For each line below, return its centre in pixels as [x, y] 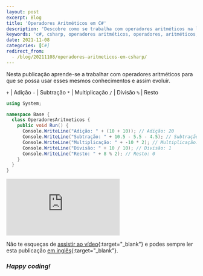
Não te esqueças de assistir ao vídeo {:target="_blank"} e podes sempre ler [100, 244]
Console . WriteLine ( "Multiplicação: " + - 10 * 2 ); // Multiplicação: [110, 142]
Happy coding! [29, 266]
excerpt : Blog [24, 18]
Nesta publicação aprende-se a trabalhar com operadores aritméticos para [100, 74]
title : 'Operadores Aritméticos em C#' [56, 23]
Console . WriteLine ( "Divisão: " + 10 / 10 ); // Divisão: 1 [97, 148]
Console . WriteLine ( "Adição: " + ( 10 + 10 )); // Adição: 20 [98, 131]
